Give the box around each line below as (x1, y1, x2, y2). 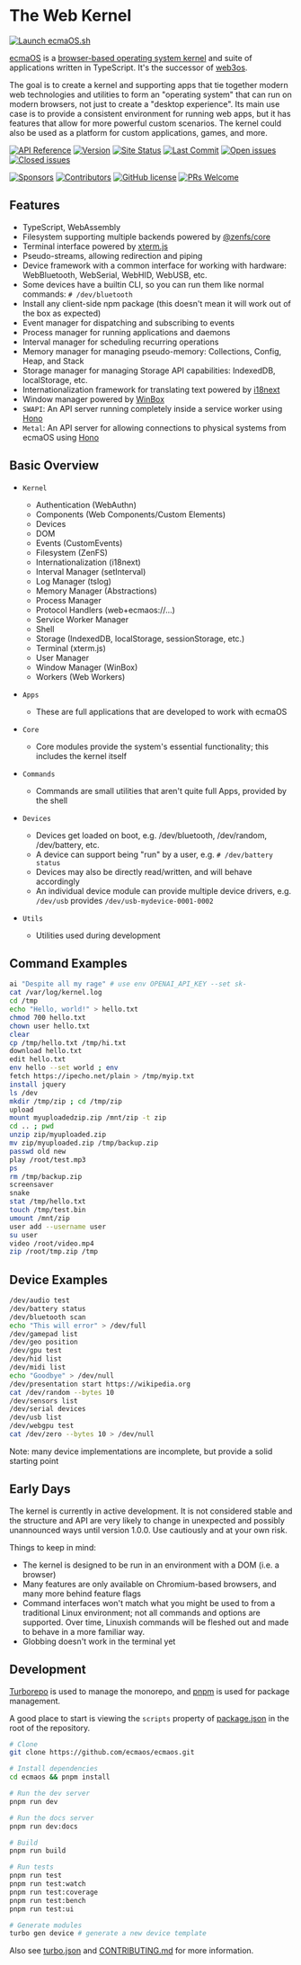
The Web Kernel (9, 5, 132, 26)
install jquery (9, 1080, 66, 1089)
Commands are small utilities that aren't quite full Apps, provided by (35, 785, 288, 796)
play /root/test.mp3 (9, 1155, 87, 1165)
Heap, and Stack (22, 355, 84, 366)
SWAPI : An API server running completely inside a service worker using (22, 403, 283, 414)
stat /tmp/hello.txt (9, 1197, 87, 1206)
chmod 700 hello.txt (9, 1013, 87, 1022)
